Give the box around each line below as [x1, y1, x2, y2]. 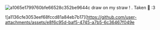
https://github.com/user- [87, 14, 137, 20]
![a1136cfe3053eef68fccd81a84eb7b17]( [5, 14, 87, 20]
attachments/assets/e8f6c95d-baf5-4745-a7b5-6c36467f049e [5, 20, 135, 25]
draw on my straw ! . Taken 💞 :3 [91, 5, 156, 10]
